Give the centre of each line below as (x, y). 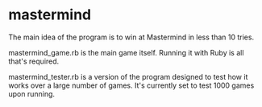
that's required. (34, 61)
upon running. (31, 93)
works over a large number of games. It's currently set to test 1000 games (131, 85)
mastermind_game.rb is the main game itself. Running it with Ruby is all (126, 52)
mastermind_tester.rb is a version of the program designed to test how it (128, 76)
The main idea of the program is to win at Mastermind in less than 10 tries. (131, 37)
